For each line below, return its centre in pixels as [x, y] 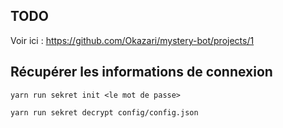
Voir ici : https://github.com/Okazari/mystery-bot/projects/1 [132, 40]
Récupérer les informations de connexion [141, 72]
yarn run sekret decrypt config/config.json [104, 112]
